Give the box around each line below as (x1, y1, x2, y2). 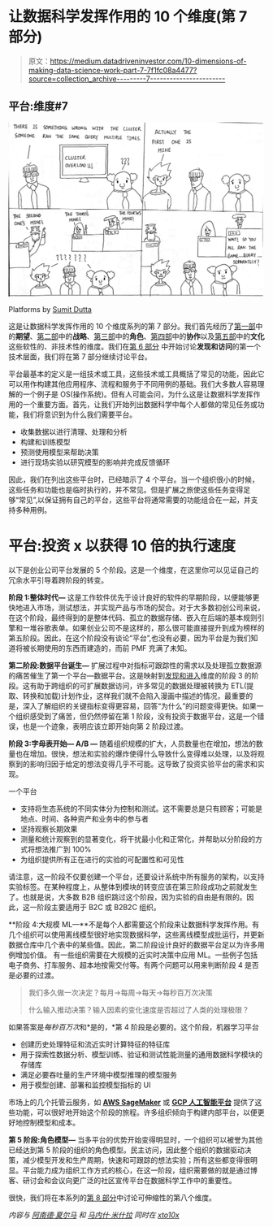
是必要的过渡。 (8, 970, 58, 980)
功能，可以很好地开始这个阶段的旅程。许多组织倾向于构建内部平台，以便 (15, 1107, 258, 1117)
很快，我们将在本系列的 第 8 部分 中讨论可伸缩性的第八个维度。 (8, 1192, 217, 1203)
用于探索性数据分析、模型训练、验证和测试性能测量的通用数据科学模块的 (19, 1049, 262, 1059)
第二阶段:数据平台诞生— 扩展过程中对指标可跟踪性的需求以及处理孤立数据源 (8, 660, 262, 670)
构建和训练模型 (19, 436, 71, 447)
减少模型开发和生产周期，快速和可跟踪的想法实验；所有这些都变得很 (22, 1155, 250, 1164)
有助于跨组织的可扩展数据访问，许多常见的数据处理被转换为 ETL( (29, 680, 247, 691)
